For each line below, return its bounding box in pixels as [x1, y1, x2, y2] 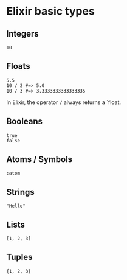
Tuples [6, 252, 33, 262]
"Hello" [6, 203, 26, 209]
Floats [6, 61, 30, 71]
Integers [6, 29, 39, 39]
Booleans [6, 116, 43, 127]
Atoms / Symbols [6, 154, 73, 165]
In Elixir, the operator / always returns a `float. [6, 99, 122, 106]
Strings [6, 187, 35, 197]
